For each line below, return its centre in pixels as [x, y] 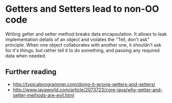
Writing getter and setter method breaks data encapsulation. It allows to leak [86, 34]
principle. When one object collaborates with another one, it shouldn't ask [83, 45]
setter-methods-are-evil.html [43, 95]
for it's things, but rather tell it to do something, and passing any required [83, 50]
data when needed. [26, 56]
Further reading [31, 72]
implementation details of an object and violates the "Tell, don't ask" [78, 39]
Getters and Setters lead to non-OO [82, 9]
